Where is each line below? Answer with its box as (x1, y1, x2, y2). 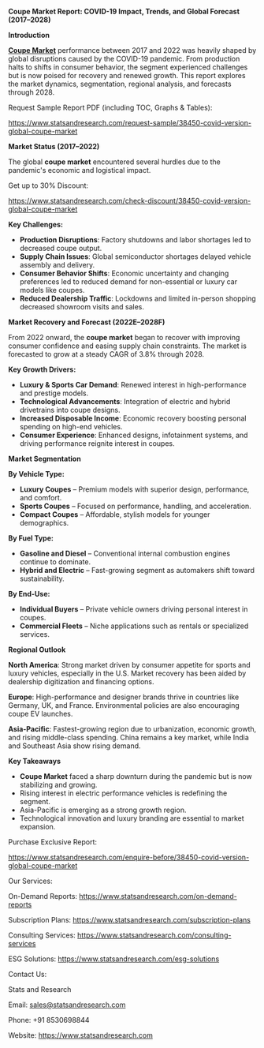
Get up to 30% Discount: (8, 181, 89, 190)
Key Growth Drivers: (8, 365, 76, 374)
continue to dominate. (19, 557, 91, 567)
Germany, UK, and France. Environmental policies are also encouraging (8, 701, 240, 709)
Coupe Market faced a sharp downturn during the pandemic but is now (19, 772, 252, 780)
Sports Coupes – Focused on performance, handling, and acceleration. (19, 501, 252, 511)
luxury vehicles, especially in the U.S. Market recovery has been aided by (8, 668, 247, 678)
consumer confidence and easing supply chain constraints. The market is (8, 341, 247, 350)
